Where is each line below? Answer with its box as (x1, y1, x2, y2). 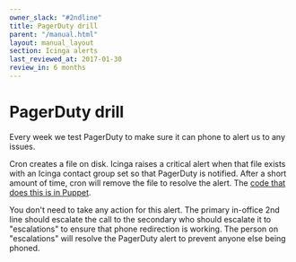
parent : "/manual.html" (9, 30, 99, 39)
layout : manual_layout (9, 38, 94, 48)
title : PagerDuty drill (9, 22, 99, 31)
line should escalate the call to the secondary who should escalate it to (9, 214, 272, 224)
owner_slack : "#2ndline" (9, 13, 102, 22)
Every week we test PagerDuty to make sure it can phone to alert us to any (9, 131, 285, 142)
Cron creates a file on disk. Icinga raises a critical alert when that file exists (9, 158, 286, 169)
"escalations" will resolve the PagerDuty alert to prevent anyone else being (9, 232, 286, 243)
